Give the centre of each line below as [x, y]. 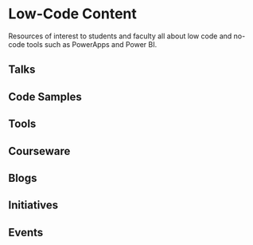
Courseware [39, 151]
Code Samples [45, 97]
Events [26, 232]
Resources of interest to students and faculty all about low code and [120, 36]
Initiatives [33, 205]
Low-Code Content [73, 14]
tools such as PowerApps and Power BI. [92, 44]
